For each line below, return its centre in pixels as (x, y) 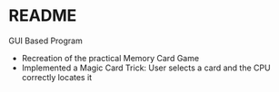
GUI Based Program (45, 41)
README (43, 16)
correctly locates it (57, 77)
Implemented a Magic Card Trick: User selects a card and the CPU (146, 68)
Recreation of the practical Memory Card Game (110, 58)
